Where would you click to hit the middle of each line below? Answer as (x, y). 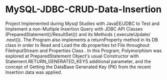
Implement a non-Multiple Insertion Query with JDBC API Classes (74, 29)
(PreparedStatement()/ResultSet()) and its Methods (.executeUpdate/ (78, 34)
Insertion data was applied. (34, 72)
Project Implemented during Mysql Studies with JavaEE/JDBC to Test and (82, 23)
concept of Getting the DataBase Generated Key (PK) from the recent (78, 67)
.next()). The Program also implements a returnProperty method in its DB (82, 40)
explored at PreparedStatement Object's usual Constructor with (72, 56)
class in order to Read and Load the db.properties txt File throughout (77, 45)
